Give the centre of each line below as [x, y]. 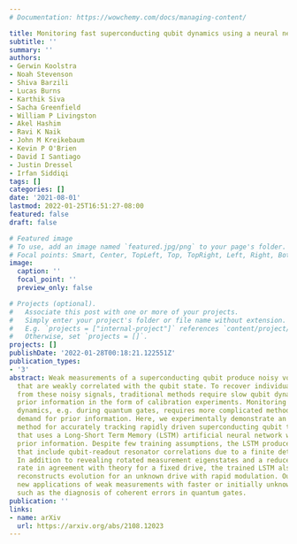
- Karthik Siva [37, 99]
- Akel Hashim [35, 124]
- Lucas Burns [35, 91]
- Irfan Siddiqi [39, 173]
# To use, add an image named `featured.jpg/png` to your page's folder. [148, 247]
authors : [25, 58]
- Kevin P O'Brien [43, 149]
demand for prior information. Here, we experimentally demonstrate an [152, 419]
